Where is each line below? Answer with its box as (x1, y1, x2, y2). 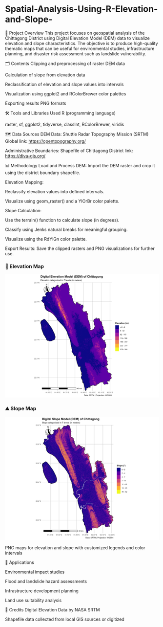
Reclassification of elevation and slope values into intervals (5, 81, 124, 87)
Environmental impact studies (5, 569, 65, 575)
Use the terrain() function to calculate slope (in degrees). (5, 217, 120, 223)
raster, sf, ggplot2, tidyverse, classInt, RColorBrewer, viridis (5, 121, 124, 127)
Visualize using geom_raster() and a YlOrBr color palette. (5, 198, 120, 204)
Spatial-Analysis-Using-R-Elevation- (5, 3, 158, 15)
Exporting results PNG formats (5, 100, 66, 106)
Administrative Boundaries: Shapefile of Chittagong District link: (5, 148, 133, 154)
